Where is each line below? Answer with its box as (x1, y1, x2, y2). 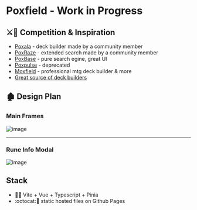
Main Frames (6, 112, 44, 121)
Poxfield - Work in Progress (6, 4, 143, 18)
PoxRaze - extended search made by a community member (14, 49, 158, 56)
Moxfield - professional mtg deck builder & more (14, 68, 132, 74)
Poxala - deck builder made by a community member (14, 43, 143, 50)
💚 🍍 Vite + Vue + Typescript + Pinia (14, 191, 98, 198)
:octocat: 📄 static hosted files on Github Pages (14, 197, 125, 204)
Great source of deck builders (14, 74, 87, 81)
